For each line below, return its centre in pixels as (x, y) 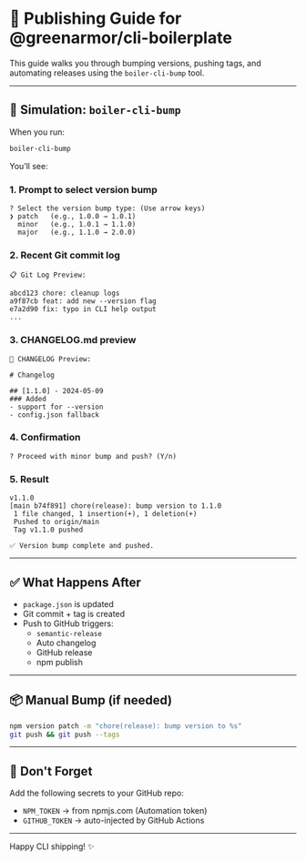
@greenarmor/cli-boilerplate (121, 38)
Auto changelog (66, 643)
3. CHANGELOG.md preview (73, 340)
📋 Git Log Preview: (48, 275)
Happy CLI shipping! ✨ (52, 846)
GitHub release (64, 652)
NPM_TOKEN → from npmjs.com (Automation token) (115, 811)
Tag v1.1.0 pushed (48, 530)
